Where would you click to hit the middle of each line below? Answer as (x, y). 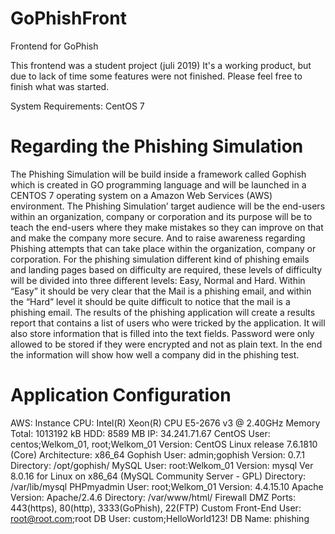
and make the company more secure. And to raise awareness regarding (158, 238)
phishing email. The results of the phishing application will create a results (163, 312)
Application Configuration (121, 395)
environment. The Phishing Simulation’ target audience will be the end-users (168, 206)
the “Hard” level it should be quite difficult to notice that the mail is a (150, 301)
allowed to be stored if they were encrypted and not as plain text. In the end (166, 344)
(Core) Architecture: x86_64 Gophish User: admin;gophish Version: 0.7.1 (157, 454)
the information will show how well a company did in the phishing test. (155, 354)
